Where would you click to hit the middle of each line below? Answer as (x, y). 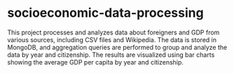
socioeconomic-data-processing (106, 13)
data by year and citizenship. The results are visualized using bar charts (111, 55)
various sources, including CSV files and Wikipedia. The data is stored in (112, 39)
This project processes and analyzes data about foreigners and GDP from (113, 32)
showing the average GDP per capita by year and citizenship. (96, 62)
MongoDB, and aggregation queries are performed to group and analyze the (117, 47)
